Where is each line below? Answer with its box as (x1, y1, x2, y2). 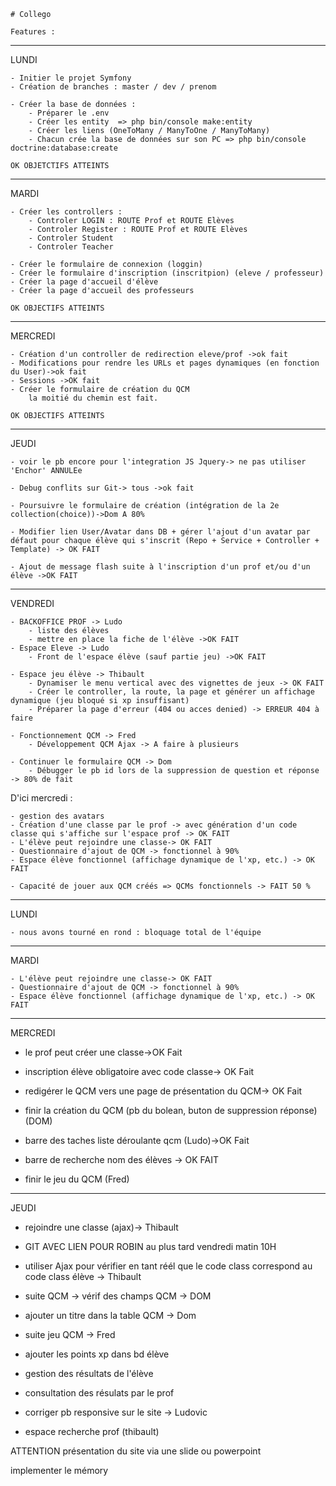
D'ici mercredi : (10, 792, 73, 804)
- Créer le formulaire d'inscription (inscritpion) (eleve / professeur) (10, 268, 325, 278)
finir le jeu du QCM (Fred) (24, 1173, 130, 1185)
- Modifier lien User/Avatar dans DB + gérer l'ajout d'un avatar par (10, 527, 311, 537)
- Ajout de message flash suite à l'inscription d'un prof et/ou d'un (10, 562, 311, 572)
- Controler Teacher (28, 242, 114, 252)
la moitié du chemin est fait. (28, 393, 159, 403)
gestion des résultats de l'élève (24, 1368, 154, 1379)
